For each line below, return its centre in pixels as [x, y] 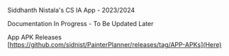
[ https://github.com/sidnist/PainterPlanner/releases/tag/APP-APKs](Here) [114, 44]
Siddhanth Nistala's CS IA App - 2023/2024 [71, 10]
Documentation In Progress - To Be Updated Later [80, 23]
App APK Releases [35, 37]
